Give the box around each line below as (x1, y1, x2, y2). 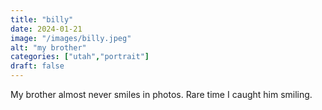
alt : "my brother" (10, 42, 87, 53)
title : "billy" (10, 14, 74, 25)
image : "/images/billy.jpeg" (10, 33, 132, 43)
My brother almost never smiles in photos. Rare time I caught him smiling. (10, 89, 313, 100)
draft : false (10, 61, 65, 71)
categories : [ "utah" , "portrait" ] (10, 52, 150, 62)
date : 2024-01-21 (10, 24, 83, 34)
